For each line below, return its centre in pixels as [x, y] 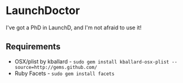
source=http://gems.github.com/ [56, 67]
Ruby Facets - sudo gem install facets [64, 73]
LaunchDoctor [43, 11]
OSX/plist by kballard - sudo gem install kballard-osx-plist [92, 61]
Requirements [33, 47]
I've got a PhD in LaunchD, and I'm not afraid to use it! [74, 27]
